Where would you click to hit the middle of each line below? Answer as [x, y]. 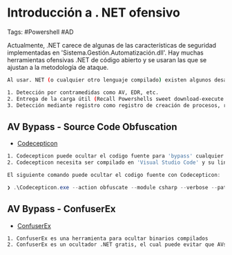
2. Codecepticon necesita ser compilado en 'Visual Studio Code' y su [111, 163]
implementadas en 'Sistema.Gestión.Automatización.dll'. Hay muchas [105, 53]
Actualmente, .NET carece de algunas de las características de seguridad [112, 45]
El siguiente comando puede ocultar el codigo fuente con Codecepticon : [114, 175]
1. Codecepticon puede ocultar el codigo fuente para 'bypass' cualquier [116, 156]
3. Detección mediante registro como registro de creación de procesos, [114, 105]
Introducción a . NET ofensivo [94, 13]
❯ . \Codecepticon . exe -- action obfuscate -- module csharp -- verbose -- [112, 187]
